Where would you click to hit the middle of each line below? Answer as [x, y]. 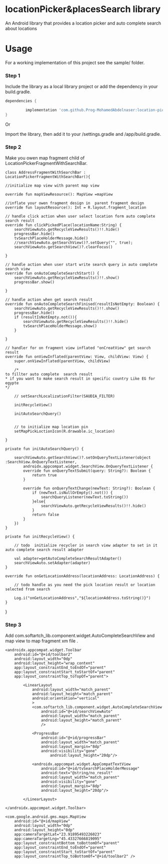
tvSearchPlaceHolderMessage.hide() [51, 238]
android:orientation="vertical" [65, 699]
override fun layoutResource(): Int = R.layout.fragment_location [76, 208]
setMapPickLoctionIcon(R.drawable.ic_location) [64, 431]
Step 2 [13, 147]
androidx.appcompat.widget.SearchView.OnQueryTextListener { [88, 467]
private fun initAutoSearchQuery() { [44, 449]
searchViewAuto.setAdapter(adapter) [52, 563]
